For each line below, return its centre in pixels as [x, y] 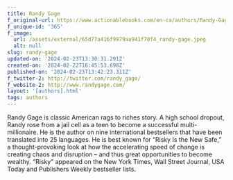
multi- [189, 125]
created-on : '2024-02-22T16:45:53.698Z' [67, 65]
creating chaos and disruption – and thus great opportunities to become [110, 154]
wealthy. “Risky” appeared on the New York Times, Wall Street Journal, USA [116, 162]
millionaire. [23, 132]
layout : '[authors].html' [44, 91]
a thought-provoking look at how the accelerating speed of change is [106, 147]
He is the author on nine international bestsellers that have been [131, 132]
